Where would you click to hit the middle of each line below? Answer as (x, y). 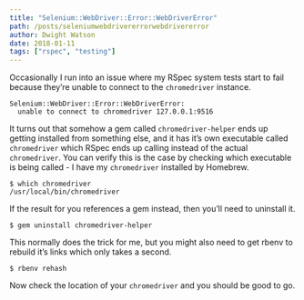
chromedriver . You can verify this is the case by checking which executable (151, 158)
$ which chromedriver (51, 184)
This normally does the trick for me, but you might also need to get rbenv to (151, 243)
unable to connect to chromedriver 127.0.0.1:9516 (116, 112)
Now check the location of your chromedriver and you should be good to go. (152, 285)
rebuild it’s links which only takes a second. (91, 252)
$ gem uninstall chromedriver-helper (81, 225)
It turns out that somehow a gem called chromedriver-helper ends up (139, 129)
